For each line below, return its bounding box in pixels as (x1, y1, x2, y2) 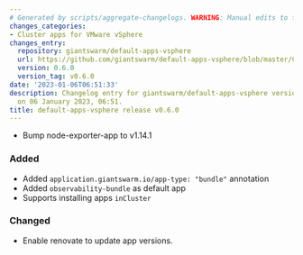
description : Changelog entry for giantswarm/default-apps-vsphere (9, 88, 269, 97)
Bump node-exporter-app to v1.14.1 (22, 130, 152, 141)
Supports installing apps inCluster (22, 192, 151, 203)
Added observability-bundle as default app (22, 182, 187, 194)
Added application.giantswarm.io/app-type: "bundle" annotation (22, 173, 270, 184)
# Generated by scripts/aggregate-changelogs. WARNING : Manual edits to (9, 13, 289, 23)
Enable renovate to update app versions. (22, 235, 173, 246)
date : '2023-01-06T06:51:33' (9, 80, 119, 89)
